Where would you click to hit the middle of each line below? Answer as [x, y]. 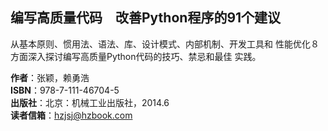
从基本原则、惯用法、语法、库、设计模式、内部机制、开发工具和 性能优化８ [165, 44]
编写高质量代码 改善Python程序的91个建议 [146, 18]
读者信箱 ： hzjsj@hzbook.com [71, 115]
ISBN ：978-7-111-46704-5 [65, 90]
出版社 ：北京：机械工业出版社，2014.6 [90, 102]
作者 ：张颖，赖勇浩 [50, 77]
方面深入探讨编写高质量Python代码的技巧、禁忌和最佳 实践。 [136, 56]
